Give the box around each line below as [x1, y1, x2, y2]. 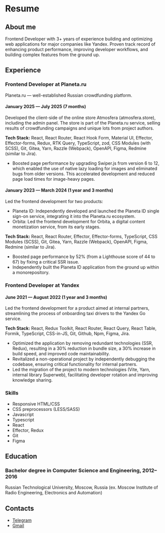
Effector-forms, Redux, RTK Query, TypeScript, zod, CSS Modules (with [5, 140, 151, 146]
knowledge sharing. [12, 377, 53, 383]
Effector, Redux [12, 427, 44, 433]
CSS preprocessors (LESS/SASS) [12, 406, 80, 412]
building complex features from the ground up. [5, 52, 100, 58]
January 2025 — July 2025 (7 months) [5, 104, 86, 110]
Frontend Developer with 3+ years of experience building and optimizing [5, 36, 153, 42]
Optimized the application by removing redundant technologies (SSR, [12, 340, 153, 346]
